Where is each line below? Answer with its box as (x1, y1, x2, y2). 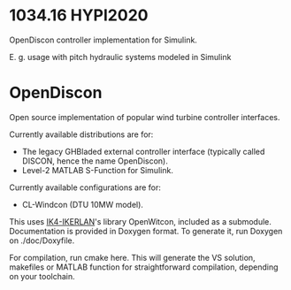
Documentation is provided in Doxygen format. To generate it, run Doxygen (9, 225, 283, 236)
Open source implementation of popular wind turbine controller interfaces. (9, 111, 280, 122)
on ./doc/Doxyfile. (9, 235, 75, 246)
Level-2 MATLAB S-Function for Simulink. (21, 164, 174, 175)
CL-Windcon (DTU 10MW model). (21, 199, 144, 210)
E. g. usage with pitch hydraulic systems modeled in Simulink (9, 51, 232, 62)
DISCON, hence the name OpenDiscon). (21, 156, 168, 166)
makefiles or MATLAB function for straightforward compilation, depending (9, 262, 279, 272)
